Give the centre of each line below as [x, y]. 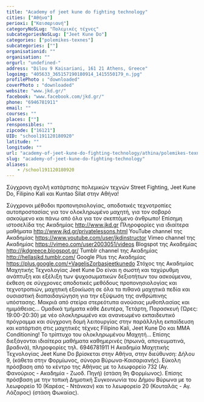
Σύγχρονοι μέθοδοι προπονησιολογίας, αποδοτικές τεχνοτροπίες [89, 206]
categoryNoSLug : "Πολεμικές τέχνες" [53, 29]
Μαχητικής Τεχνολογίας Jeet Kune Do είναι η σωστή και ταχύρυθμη [93, 270]
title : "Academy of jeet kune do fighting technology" [77, 12]
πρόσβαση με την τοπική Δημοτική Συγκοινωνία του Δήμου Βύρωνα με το [99, 380]
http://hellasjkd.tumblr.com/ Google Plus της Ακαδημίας [76, 257]
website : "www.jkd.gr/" [36, 91]
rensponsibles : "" [29, 125]
